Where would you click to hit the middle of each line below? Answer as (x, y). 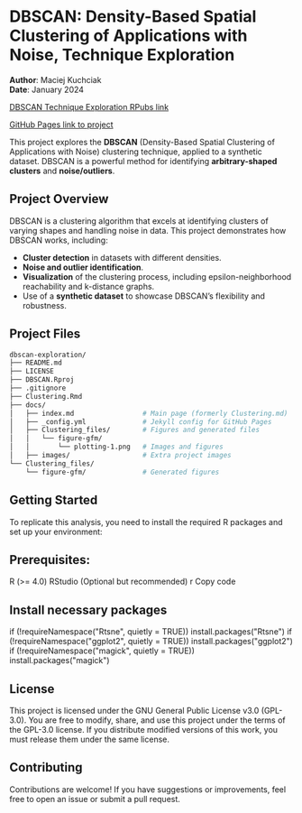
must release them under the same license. (89, 739)
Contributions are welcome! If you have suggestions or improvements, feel (148, 789)
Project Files (45, 334)
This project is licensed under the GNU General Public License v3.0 (134, 710)
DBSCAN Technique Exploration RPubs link (89, 106)
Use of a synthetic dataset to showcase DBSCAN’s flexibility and (144, 296)
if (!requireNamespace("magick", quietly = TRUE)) (102, 651)
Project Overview (59, 199)
